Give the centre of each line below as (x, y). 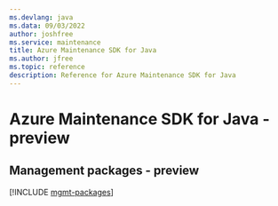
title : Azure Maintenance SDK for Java (83, 51)
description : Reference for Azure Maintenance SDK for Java (123, 75)
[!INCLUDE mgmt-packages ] (61, 192)
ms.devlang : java (41, 17)
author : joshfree (41, 34)
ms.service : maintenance (55, 42)
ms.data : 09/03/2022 (48, 26)
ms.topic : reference (48, 67)
